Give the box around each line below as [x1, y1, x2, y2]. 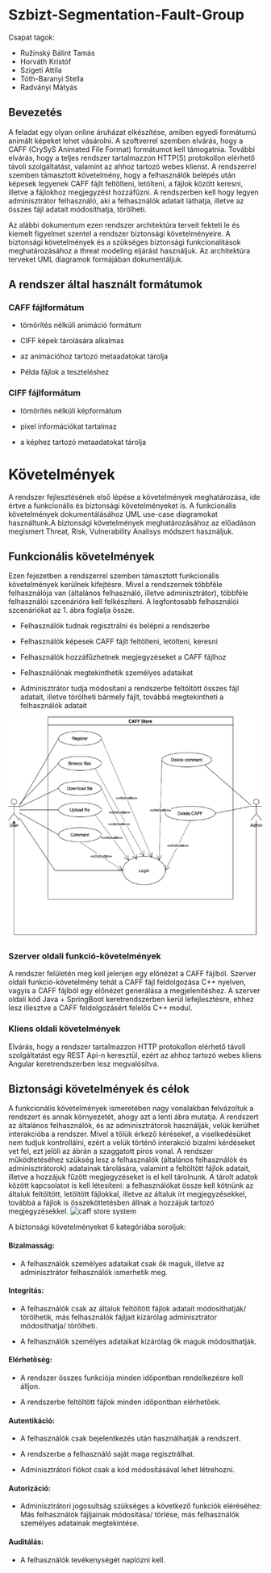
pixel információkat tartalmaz [19, 422, 117, 431]
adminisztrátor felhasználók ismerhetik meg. [19, 1267, 168, 1277]
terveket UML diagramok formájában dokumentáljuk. [8, 254, 184, 264]
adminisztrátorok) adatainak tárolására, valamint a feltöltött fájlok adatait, [8, 1164, 251, 1173]
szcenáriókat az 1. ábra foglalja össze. [8, 606, 135, 615]
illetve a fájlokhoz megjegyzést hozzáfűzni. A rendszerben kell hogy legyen [8, 187, 260, 197]
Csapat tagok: [8, 32, 55, 42]
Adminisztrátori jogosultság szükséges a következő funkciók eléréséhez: [19, 1501, 262, 1511]
